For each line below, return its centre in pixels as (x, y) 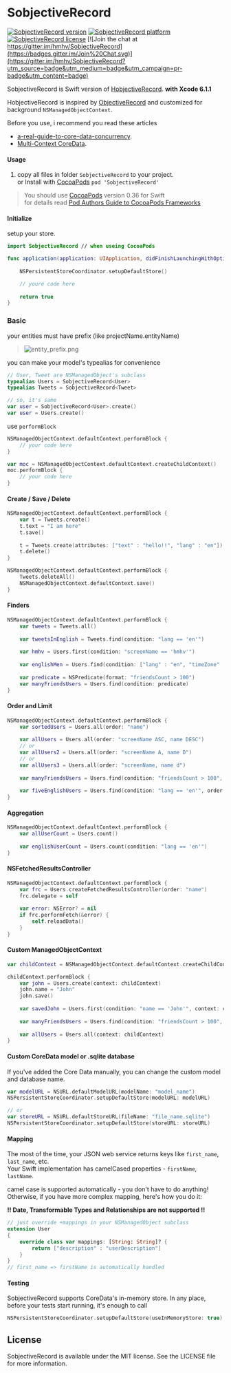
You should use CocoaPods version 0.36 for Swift (94, 195)
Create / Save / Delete (39, 499)
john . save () (36, 996)
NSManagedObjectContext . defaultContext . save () (87, 583)
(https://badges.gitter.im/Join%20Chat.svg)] (70, 54)
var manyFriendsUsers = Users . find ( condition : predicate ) (104, 684)
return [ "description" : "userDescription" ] (97, 1248)
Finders (18, 605)
